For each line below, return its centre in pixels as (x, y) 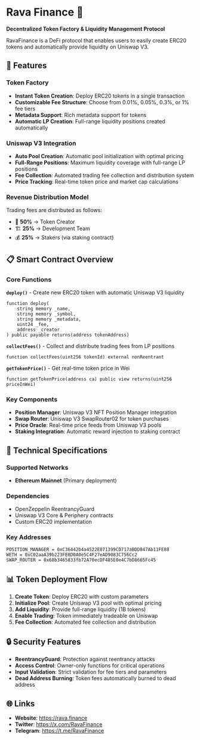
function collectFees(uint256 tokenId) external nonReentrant (85, 357)
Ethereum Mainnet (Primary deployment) (66, 480)
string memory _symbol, (47, 314)
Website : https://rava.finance (51, 718)
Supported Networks (37, 467)
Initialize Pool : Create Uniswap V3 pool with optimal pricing (88, 603)
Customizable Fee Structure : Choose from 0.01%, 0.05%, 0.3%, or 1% (102, 102)
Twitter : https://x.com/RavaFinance (59, 724)
